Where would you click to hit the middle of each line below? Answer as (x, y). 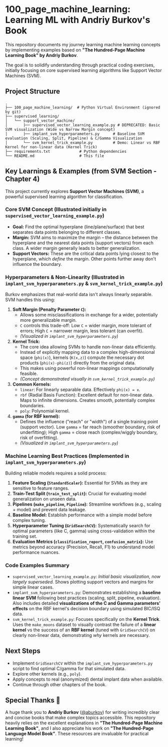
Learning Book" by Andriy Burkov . (42, 55)
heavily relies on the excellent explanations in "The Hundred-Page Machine (84, 723)
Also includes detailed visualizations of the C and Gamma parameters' (87, 603)
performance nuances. (36, 552)
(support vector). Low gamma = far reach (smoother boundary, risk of (90, 427)
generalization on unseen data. (44, 499)
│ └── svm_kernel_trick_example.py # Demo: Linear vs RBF (83, 143)
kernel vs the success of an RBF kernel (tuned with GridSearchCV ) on (84, 630)
